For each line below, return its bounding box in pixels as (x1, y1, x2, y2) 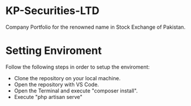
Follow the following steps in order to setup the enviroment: (5, 63, 150, 70)
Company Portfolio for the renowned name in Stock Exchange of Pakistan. (5, 23, 186, 30)
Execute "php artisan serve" (14, 93, 83, 100)
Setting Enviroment (5, 44, 102, 57)
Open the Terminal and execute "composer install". (14, 87, 138, 94)
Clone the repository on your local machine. (14, 74, 121, 81)
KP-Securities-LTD (5, 4, 100, 18)
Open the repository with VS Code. (14, 81, 100, 88)
